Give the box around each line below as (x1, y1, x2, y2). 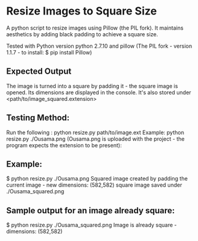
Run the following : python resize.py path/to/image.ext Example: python (6, 129, 184, 136)
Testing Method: (6, 113, 70, 123)
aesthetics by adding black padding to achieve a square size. (6, 30, 158, 37)
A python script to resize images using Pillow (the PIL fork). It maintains (6, 24, 184, 31)
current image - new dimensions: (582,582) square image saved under (6, 181, 182, 188)
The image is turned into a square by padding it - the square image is (6, 82, 178, 89)
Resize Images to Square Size (6, 4, 157, 18)
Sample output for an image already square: (6, 205, 175, 216)
